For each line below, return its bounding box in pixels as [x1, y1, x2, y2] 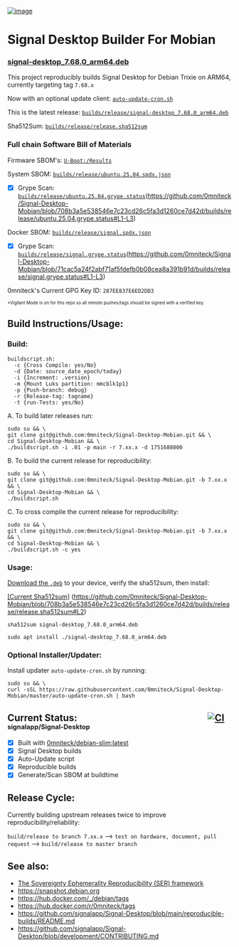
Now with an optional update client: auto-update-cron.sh [7, 95, 174, 103]
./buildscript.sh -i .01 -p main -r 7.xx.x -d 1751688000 [7, 444, 183, 451]
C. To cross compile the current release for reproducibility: [7, 507, 179, 515]
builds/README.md [17, 916, 75, 925]
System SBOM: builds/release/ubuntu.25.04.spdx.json [7, 169, 171, 178]
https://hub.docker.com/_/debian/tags [17, 894, 129, 902]
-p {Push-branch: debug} [14, 386, 87, 394]
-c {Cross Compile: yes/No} [14, 361, 97, 369]
